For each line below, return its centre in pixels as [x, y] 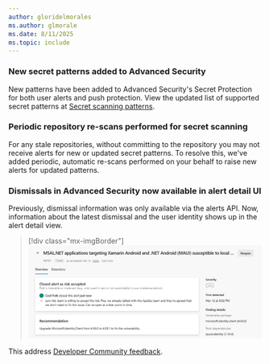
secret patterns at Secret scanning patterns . [82, 106]
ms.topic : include [39, 43]
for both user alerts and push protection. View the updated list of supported [134, 97]
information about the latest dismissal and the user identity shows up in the [133, 217]
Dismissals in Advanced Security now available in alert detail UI [135, 190]
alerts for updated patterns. [54, 170]
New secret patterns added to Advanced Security [108, 72]
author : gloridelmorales [50, 17]
